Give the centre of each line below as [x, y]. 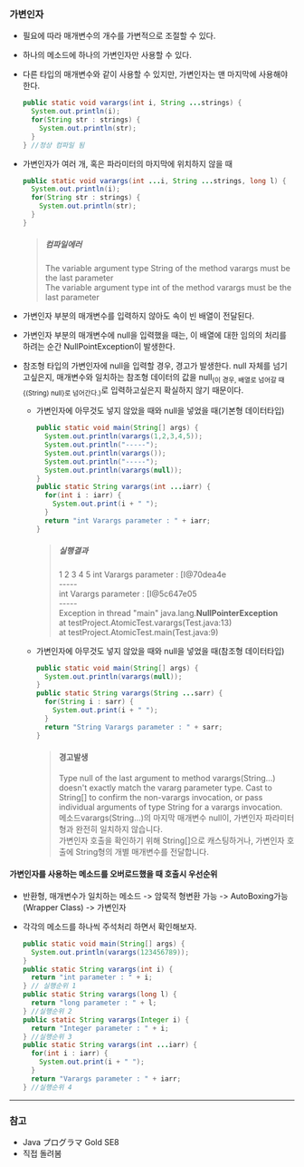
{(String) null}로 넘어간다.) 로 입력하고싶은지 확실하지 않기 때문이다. [133, 391]
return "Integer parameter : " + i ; [100, 1028]
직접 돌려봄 [42, 1153]
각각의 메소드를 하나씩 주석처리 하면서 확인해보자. [109, 927]
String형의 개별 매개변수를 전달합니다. [142, 851]
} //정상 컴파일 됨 [53, 145]
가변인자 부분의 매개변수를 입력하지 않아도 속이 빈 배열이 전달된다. [138, 316]
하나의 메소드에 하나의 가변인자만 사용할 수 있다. [107, 55]
